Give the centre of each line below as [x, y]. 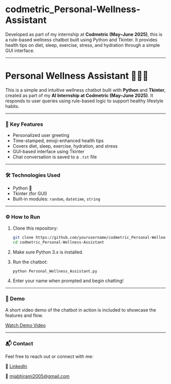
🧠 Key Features [24, 124]
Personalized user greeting [41, 135]
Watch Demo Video [25, 325]
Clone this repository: [35, 228]
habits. [12, 106]
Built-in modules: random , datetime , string [56, 199]
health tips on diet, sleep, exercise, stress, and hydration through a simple [83, 45]
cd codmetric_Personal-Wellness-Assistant [58, 242]
